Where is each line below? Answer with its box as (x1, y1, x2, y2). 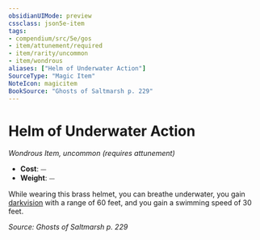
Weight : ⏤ (19, 173, 55, 183)
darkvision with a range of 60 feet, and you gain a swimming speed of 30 (8, 198, 252, 208)
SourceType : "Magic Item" (8, 72, 95, 80)
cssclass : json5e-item (8, 19, 85, 27)
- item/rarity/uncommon (8, 49, 89, 57)
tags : (8, 27, 27, 35)
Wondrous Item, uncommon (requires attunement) (8, 149, 175, 158)
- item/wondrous (8, 57, 63, 65)
